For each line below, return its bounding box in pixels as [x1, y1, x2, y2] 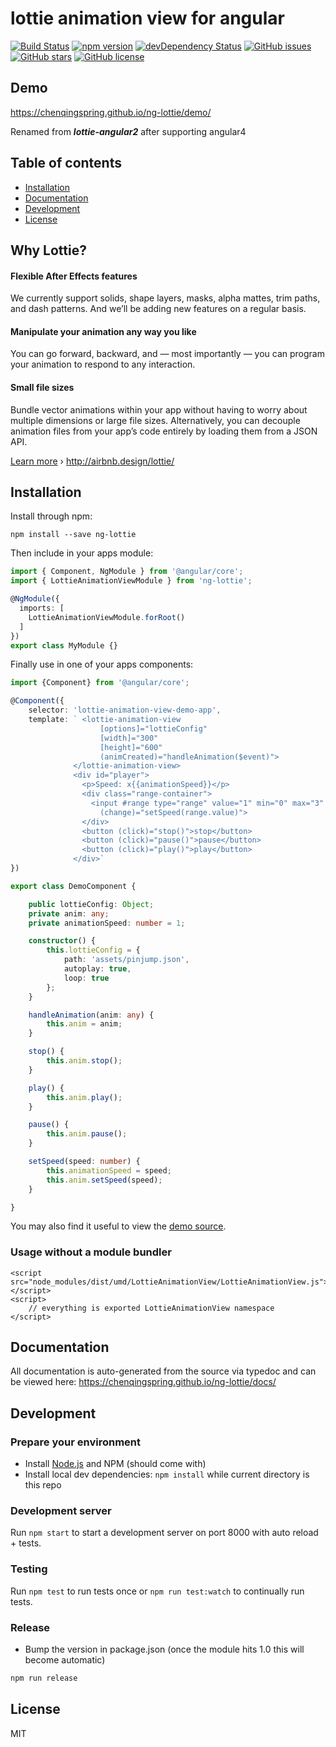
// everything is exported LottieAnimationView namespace [28, 1303, 275, 1313]
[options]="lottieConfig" [99, 723, 208, 734]
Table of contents [10, 155, 122, 172]
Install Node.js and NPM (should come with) [24, 1458, 207, 1470]
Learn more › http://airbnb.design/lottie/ [10, 455, 175, 467]
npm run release [10, 1673, 78, 1684]
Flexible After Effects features [10, 270, 138, 282]
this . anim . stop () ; [46, 1056, 123, 1066]
